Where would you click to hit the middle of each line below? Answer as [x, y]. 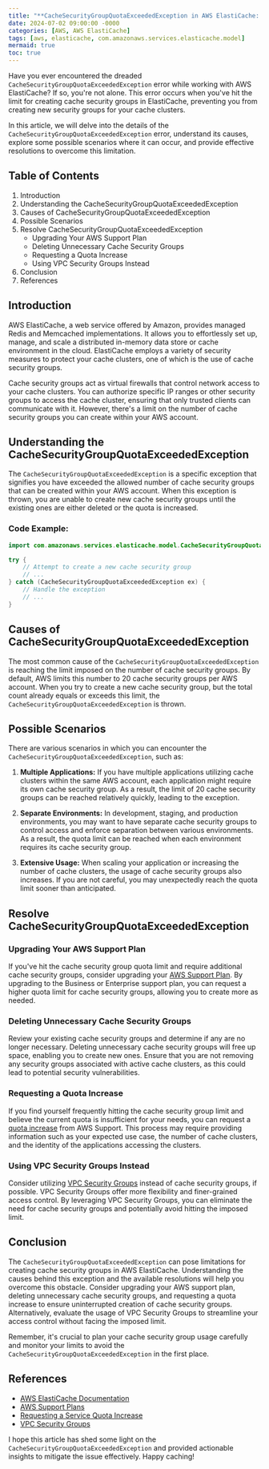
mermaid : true [32, 46]
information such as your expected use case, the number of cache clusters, [133, 1136]
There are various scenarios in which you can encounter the [107, 748]
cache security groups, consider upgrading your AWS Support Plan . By [125, 975]
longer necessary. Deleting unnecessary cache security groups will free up [132, 1047]
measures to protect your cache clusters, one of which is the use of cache [131, 359]
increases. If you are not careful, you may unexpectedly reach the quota [139, 880]
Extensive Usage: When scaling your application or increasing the [129, 863]
